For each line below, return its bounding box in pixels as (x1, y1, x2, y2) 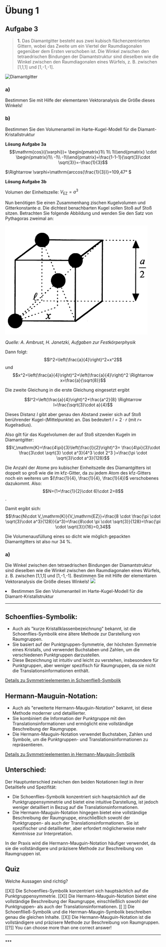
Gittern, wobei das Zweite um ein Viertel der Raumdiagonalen (17, 43, 142, 49)
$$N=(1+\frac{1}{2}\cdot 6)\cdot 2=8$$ (42, 488, 124, 494)
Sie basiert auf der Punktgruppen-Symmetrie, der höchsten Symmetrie (12, 641, 157, 647)
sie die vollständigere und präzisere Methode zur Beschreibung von (5, 845, 143, 851)
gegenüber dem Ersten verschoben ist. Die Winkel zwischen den (17, 49, 149, 54)
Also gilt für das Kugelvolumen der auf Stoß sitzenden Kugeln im (5, 431, 137, 438)
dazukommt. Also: (5, 480, 42, 486)
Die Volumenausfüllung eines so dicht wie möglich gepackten (5, 533, 131, 539)
